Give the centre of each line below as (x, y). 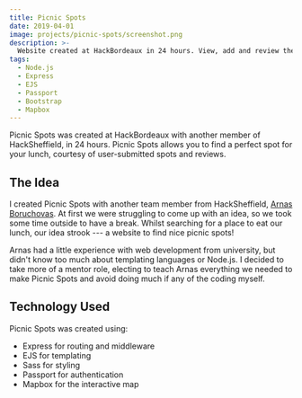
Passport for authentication (73, 375)
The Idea (35, 182)
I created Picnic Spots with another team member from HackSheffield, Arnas (151, 204)
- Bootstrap (40, 101)
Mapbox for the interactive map (80, 384)
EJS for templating (57, 355)
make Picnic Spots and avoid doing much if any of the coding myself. (137, 279)
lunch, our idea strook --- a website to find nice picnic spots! (122, 233)
